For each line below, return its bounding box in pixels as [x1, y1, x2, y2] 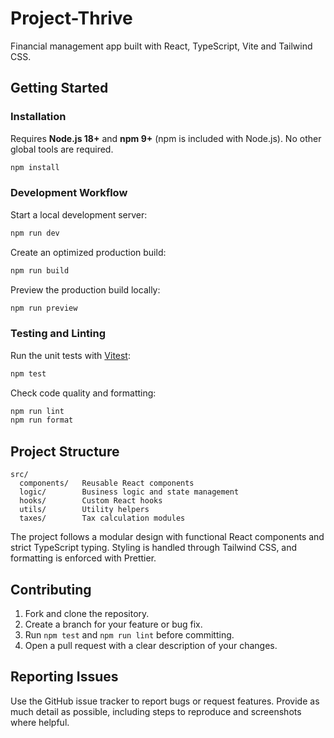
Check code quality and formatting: [10, 387, 157, 399]
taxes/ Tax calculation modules [19, 513, 186, 524]
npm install [10, 162, 60, 172]
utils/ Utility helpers [19, 505, 150, 515]
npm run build [10, 265, 70, 276]
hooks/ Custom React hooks [19, 496, 163, 506]
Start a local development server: [10, 208, 148, 221]
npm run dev [10, 228, 60, 238]
